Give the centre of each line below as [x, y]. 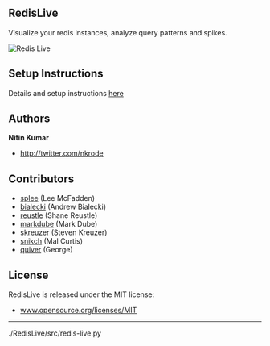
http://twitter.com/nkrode [62, 153]
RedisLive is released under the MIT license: [82, 294]
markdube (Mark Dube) [59, 224]
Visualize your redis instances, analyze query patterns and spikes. [118, 32]
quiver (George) [47, 250]
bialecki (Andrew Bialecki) [63, 207]
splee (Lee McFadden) [57, 198]
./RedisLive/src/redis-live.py [55, 333]
